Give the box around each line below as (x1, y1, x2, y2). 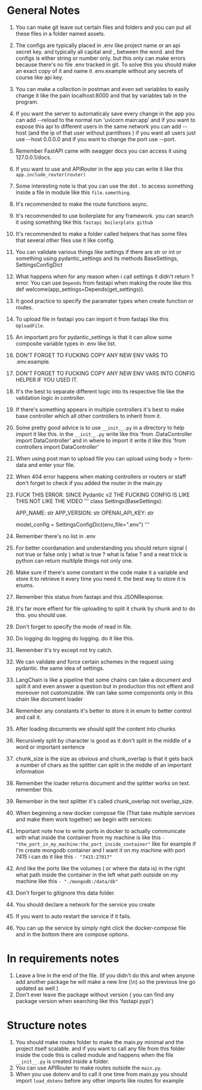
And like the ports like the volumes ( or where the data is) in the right (15, 864, 186, 872)
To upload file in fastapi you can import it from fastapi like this (15, 315, 169, 323)
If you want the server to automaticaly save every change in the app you (15, 110, 195, 117)
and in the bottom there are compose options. (15, 930, 129, 938)
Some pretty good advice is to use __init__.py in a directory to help (15, 423, 185, 431)
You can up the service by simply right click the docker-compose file (15, 924, 186, 931)
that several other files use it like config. (15, 236, 115, 244)
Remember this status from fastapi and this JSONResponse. (15, 593, 165, 600)
